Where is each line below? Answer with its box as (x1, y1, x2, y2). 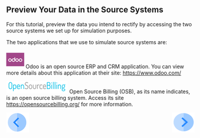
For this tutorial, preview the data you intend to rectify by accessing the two (6, 20, 192, 27)
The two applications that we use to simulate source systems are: (6, 38, 167, 45)
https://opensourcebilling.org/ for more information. (6, 100, 133, 108)
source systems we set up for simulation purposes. (6, 27, 133, 34)
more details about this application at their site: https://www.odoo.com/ (6, 69, 181, 76)
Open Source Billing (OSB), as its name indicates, (69, 88, 190, 95)
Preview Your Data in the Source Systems (6, 5, 164, 15)
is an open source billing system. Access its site (6, 94, 124, 101)
